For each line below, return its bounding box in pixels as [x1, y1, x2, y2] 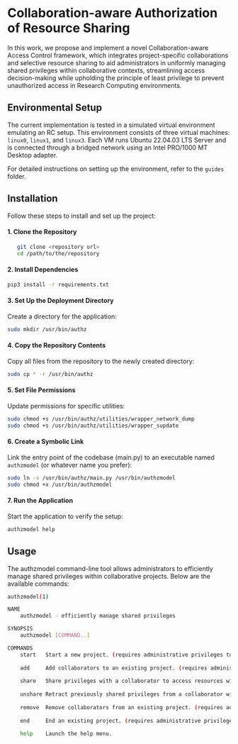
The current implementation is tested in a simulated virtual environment [7, 121, 215, 129]
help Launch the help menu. [20, 731, 113, 738]
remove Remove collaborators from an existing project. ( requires [20, 704, 223, 711]
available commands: [7, 579, 69, 588]
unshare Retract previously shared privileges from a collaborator [20, 691, 223, 698]
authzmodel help [7, 526, 55, 533]
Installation [7, 193, 58, 205]
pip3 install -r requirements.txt [7, 281, 110, 288]
